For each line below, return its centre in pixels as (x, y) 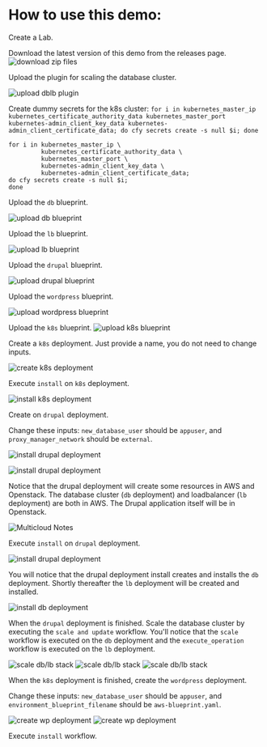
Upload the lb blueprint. (49, 233)
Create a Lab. (31, 37)
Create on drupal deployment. (59, 414)
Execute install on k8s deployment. (69, 383)
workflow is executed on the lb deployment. (82, 648)
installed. (23, 592)
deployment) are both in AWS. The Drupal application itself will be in (122, 503)
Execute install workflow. (53, 736)
